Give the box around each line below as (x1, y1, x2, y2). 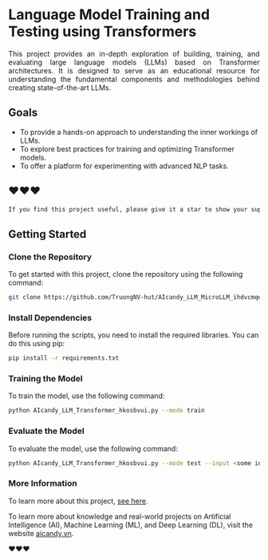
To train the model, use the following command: (8, 391, 165, 400)
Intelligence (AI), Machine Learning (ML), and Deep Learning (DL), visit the (8, 520, 254, 530)
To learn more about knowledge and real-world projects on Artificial (8, 511, 231, 521)
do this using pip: (8, 339, 65, 349)
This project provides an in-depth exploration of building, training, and (8, 49, 260, 58)
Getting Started (8, 227, 87, 241)
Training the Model (8, 373, 83, 385)
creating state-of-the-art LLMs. (8, 82, 112, 93)
